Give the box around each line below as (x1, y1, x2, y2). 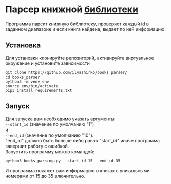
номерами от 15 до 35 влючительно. (5, 173, 86, 179)
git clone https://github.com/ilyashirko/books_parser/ (5, 70, 127, 75)
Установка (5, 41, 41, 50)
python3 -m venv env (5, 79, 50, 84)
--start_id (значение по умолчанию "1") (5, 121, 94, 127)
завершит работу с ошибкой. (5, 143, 69, 149)
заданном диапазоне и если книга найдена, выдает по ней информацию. (5, 26, 166, 32)
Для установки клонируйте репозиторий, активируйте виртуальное (5, 54, 154, 61)
